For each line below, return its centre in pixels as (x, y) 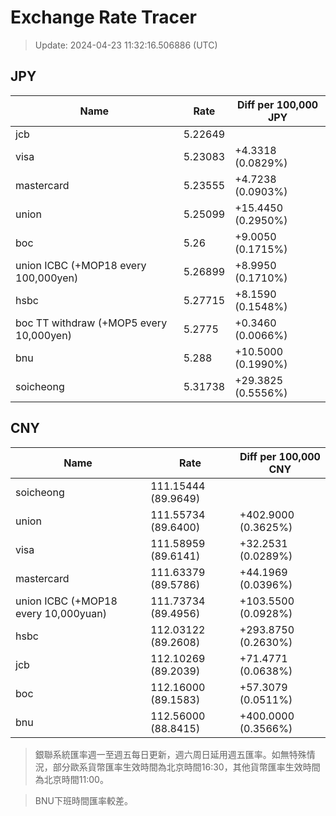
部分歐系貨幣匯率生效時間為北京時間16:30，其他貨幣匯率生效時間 (186, 767)
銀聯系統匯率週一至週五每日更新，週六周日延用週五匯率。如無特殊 (170, 754)
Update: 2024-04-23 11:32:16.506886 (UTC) (126, 45)
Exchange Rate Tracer (104, 17)
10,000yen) (43, 335)
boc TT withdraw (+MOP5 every (91, 323)
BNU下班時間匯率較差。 (83, 800)
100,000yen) (47, 278)
